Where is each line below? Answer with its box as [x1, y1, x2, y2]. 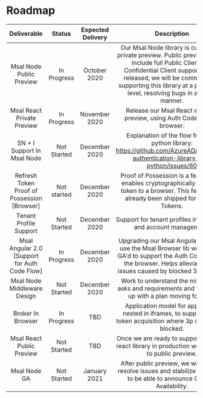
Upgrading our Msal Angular [118, 236, 199, 245]
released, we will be [123, 73, 180, 82]
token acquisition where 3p [116, 316, 193, 325]
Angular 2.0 [9, 244, 43, 252]
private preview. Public [117, 51, 182, 59]
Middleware [9, 284, 43, 293]
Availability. [156, 382, 188, 390]
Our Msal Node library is [120, 43, 190, 51]
